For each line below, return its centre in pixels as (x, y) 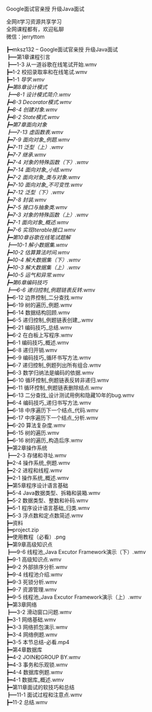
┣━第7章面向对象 (27, 124)
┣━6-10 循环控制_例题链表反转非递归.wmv (58, 380)
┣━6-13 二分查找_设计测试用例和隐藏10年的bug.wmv (70, 395)
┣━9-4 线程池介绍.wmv (34, 574)
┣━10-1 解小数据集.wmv (37, 245)
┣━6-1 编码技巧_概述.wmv (38, 342)
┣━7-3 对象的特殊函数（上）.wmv (47, 215)
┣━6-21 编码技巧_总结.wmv (39, 327)
